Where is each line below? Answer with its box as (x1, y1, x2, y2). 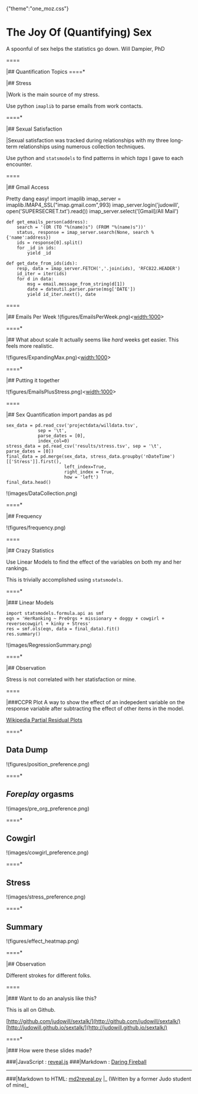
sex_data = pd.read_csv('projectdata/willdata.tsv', (6, 422, 138, 428)
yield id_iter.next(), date (27, 291, 96, 297)
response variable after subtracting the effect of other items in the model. (6, 705, 184, 712)
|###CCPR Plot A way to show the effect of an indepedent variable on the (6, 698, 185, 705)
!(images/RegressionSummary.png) (6, 641, 93, 649)
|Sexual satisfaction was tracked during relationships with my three (6, 136, 169, 144)
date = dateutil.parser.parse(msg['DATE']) (27, 286, 136, 292)
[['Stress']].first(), (6, 458, 62, 464)
